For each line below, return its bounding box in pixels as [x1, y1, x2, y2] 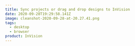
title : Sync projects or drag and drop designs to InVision [5, 7, 131, 12]
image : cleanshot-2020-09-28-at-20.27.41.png [5, 16, 99, 21]
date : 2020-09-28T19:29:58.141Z [5, 11, 71, 16]
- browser [9, 29, 29, 34]
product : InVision [5, 34, 43, 39]
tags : [5, 20, 16, 25]
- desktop [9, 25, 29, 30]
